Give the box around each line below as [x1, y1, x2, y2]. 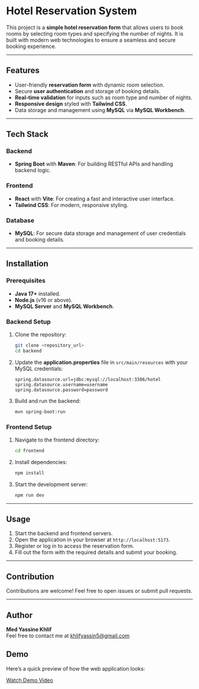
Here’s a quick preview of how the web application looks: [6, 665, 145, 672]
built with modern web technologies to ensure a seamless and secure [6, 36, 176, 43]
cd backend [14, 348, 42, 354]
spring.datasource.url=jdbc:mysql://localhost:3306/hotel [14, 376, 161, 382]
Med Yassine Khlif [6, 626, 52, 633]
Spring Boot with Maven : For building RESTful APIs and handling [14, 160, 174, 167]
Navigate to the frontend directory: [14, 436, 99, 443]
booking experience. [6, 43, 56, 50]
